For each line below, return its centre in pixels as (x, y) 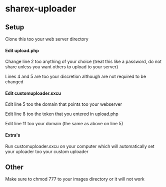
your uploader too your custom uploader (47, 151)
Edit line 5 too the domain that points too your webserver (64, 104)
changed (14, 82)
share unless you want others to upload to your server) (62, 67)
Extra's (13, 135)
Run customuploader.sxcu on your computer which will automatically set (80, 146)
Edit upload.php (22, 50)
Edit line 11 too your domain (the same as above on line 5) (64, 124)
